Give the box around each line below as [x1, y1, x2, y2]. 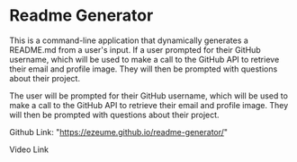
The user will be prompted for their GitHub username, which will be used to [9, 90, 288, 101]
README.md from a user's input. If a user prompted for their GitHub [9, 44, 261, 55]
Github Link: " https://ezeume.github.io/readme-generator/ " [9, 126, 228, 137]
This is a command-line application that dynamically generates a [9, 35, 249, 46]
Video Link [9, 144, 49, 155]
